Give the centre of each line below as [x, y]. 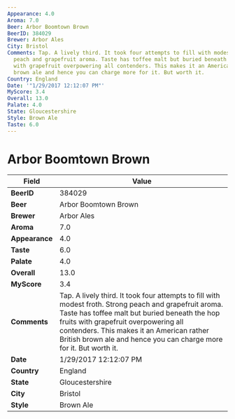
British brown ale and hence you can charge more [141, 339]
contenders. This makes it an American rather [134, 331]
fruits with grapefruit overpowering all [121, 322]
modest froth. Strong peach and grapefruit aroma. [141, 304]
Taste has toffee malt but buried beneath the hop [140, 313]
